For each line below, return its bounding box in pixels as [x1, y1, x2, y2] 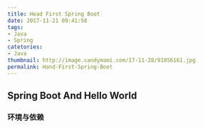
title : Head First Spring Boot [7, 10, 100, 18]
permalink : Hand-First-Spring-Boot [7, 63, 113, 70]
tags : [7, 23, 24, 31]
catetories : [7, 43, 43, 50]
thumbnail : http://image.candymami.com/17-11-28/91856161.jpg [7, 57, 196, 64]
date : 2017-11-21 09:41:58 [7, 17, 88, 24]
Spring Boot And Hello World [7, 90, 137, 102]
